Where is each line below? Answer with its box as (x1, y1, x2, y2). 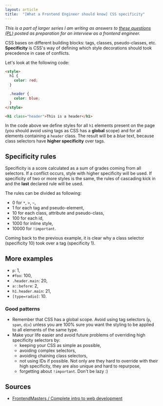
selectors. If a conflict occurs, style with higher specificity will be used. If (5, 170, 152, 176)
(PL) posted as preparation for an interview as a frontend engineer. (5, 30, 141, 36)
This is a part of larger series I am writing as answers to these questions (5, 25, 151, 31)
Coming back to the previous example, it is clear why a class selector (5, 235, 144, 241)
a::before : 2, (12, 283, 39, 288)
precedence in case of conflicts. (5, 50, 70, 56)
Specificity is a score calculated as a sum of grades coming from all (5, 165, 142, 171)
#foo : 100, (12, 273, 32, 278)
